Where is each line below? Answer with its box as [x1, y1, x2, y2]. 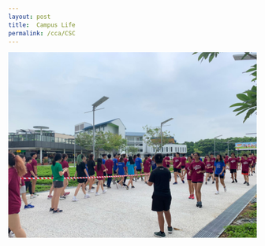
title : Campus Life [8, 20, 77, 29]
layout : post [8, 13, 51, 20]
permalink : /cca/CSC [8, 29, 77, 37]
